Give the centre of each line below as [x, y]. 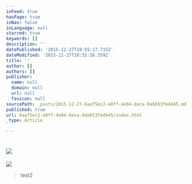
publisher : [19, 77]
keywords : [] [22, 39]
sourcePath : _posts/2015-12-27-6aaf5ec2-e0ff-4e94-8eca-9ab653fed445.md [96, 104]
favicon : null [28, 98]
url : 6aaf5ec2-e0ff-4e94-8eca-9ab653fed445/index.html [74, 115]
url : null [23, 93]
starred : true [23, 33]
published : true [26, 110]
